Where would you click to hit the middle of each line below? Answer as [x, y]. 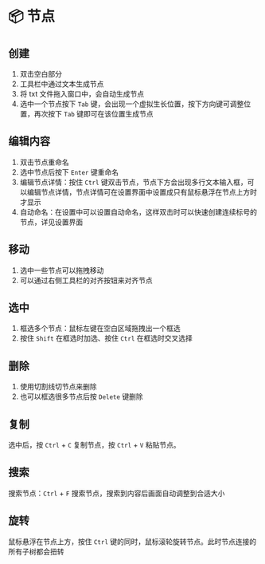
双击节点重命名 [44, 162]
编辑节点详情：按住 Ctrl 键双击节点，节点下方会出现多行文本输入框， [134, 182]
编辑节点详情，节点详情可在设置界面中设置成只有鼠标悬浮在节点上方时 [142, 191]
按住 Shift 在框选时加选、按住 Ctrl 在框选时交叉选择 [106, 338]
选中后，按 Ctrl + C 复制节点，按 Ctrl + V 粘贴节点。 [94, 445]
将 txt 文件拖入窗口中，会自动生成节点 [82, 94]
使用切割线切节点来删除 [58, 387]
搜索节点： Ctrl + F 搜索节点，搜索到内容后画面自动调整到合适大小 [117, 493]
